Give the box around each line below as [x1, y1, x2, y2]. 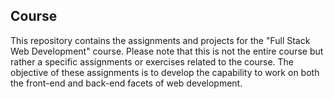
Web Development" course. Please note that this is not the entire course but [10, 45, 324, 57]
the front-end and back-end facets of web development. [10, 77, 243, 89]
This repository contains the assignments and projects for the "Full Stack [10, 34, 311, 46]
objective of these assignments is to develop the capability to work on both [10, 66, 320, 78]
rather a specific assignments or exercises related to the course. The [10, 55, 295, 68]
